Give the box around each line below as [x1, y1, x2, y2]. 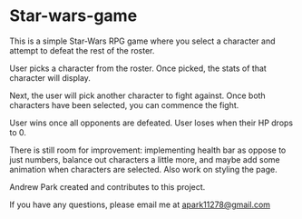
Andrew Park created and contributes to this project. [9, 181, 206, 192]
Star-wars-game [9, 5, 138, 26]
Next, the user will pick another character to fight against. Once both [9, 90, 266, 101]
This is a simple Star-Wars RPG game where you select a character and [9, 35, 276, 46]
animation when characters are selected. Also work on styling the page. [9, 164, 278, 174]
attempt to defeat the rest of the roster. [9, 45, 155, 55]
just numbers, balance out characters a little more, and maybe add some [9, 154, 280, 164]
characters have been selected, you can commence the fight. [9, 99, 239, 110]
